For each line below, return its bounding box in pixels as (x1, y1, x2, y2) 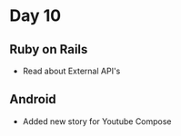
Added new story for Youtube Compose (22, 115, 172, 127)
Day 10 (9, 5, 62, 26)
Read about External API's (22, 65, 121, 76)
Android (9, 92, 56, 107)
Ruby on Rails (9, 42, 88, 57)
